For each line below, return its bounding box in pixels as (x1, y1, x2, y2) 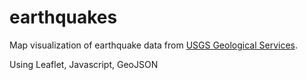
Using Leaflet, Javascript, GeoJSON (9, 58, 159, 70)
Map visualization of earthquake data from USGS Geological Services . (9, 39, 298, 51)
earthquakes (9, 6, 118, 29)
